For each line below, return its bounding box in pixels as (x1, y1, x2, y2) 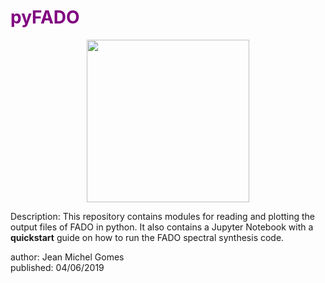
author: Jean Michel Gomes (10, 251, 125, 263)
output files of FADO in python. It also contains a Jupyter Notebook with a (10, 221, 314, 233)
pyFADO (10, 6, 80, 29)
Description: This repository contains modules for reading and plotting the (10, 210, 315, 222)
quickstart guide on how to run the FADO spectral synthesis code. (10, 231, 285, 243)
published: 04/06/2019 (10, 261, 105, 273)
